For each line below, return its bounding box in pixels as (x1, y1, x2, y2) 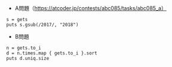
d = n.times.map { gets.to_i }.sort (6, 50, 97, 56)
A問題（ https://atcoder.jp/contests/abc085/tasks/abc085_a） (14, 5, 167, 11)
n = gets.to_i (6, 45, 42, 51)
